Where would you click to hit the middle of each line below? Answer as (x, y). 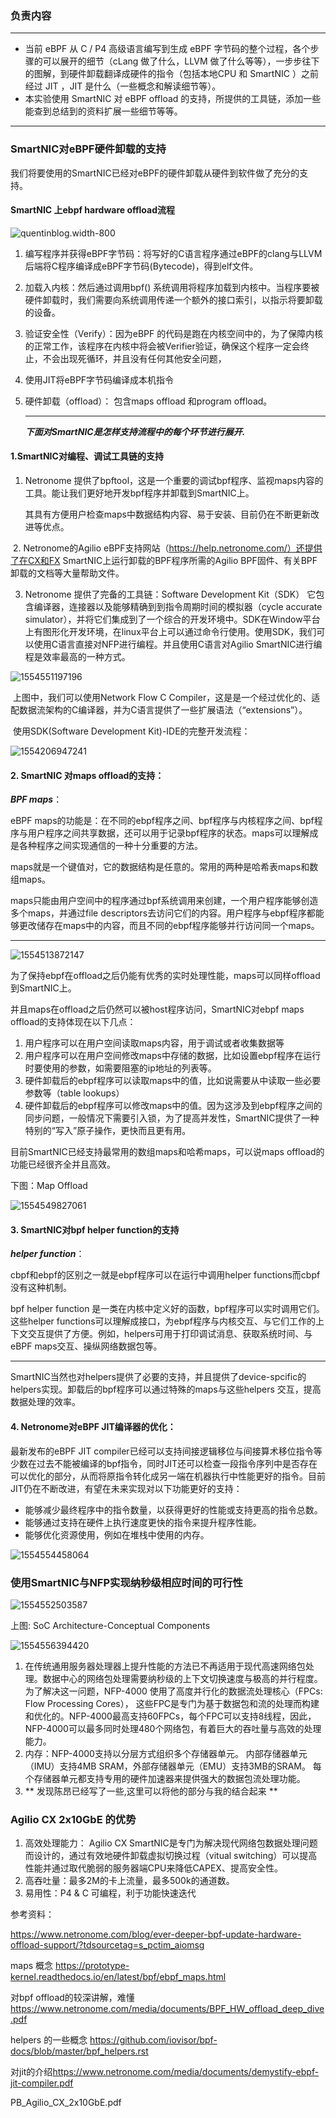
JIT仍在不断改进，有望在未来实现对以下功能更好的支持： (126, 1488)
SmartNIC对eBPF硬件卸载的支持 (88, 149)
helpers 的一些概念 (49, 2040)
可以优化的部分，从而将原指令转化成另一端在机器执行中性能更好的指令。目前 (168, 1476)
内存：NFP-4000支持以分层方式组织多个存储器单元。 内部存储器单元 (166, 1753)
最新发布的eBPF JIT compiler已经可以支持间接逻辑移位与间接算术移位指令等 (166, 1451)
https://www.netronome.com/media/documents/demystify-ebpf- (186, 2072)
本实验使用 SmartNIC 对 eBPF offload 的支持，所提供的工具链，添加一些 (173, 99)
